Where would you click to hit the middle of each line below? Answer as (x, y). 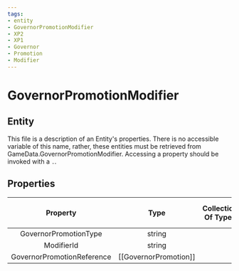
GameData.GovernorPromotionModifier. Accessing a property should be (113, 154)
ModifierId (61, 245)
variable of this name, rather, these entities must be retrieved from (104, 146)
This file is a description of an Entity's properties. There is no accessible (113, 139)
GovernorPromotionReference (61, 257)
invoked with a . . (32, 161)
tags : (15, 14)
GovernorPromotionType (61, 233)
